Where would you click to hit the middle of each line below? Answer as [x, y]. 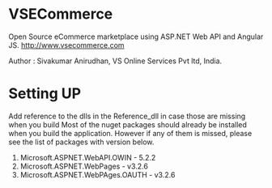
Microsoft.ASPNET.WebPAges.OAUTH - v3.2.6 [98, 174]
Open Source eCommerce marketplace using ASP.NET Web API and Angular [136, 36]
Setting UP [45, 94]
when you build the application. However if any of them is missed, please [130, 133]
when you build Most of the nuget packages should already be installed [127, 124]
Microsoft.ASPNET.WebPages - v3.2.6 [84, 166]
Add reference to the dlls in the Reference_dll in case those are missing [127, 116]
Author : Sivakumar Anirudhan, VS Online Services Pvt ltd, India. [115, 61]
